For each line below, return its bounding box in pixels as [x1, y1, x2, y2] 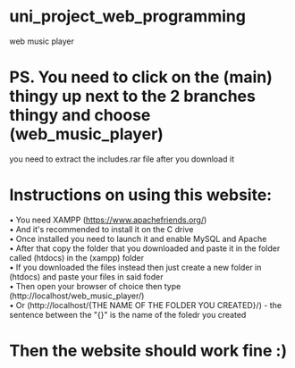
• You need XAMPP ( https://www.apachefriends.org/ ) [9, 214, 207, 225]
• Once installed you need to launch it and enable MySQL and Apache [9, 233, 267, 244]
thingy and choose [9, 105, 151, 126]
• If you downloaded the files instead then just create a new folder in [9, 262, 262, 272]
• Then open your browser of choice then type [9, 280, 181, 291]
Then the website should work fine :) [9, 341, 288, 361]
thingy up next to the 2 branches [9, 87, 257, 106]
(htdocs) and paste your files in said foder [9, 271, 164, 282]
